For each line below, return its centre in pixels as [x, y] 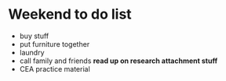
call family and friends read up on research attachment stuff [118, 61]
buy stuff [34, 36]
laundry [32, 52]
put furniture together [55, 44]
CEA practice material [55, 69]
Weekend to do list [70, 14]
